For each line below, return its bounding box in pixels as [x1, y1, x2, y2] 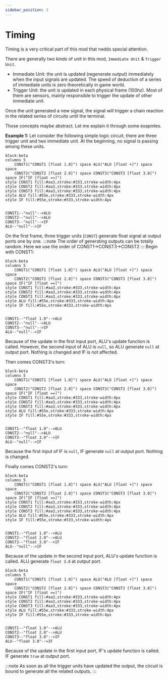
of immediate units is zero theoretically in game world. [12, 81, 125, 87]
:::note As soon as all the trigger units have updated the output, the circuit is [5, 663, 163, 669]
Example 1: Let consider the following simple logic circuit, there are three [5, 132, 157, 139]
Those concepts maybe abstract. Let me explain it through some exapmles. [5, 122, 162, 129]
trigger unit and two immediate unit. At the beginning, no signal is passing [5, 138, 158, 144]
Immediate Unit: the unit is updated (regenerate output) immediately [12, 71, 154, 77]
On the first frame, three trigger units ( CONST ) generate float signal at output [5, 233, 161, 239]
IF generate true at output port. [5, 653, 71, 659]
